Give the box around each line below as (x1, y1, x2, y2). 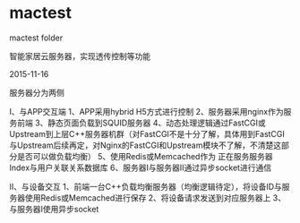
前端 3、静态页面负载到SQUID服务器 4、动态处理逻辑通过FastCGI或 (16, 117, 266, 128)
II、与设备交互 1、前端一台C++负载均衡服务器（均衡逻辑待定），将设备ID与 (9, 181, 282, 192)
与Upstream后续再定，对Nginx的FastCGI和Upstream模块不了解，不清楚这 (9, 140, 282, 150)
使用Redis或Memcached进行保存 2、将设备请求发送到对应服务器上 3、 (24, 192, 287, 203)
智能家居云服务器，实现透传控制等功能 (9, 50, 150, 61)
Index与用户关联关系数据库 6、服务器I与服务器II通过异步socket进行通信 (9, 162, 271, 173)
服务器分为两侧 (9, 87, 64, 98)
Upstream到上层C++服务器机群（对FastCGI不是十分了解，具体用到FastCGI (9, 128, 285, 139)
